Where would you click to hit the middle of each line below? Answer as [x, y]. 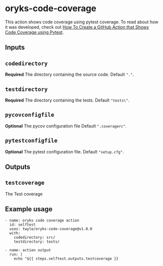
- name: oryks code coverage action [42, 220]
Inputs [15, 47]
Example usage [29, 209]
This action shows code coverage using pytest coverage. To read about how [82, 22]
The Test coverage [24, 194]
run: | [16, 254]
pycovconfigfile [30, 115]
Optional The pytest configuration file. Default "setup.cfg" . [64, 151]
